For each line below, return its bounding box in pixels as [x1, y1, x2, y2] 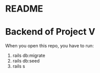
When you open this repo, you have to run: [5, 43, 94, 49]
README [5, 3, 43, 15]
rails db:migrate [12, 52, 45, 58]
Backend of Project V [5, 26, 95, 38]
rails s [12, 63, 25, 69]
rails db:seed [12, 58, 40, 64]
